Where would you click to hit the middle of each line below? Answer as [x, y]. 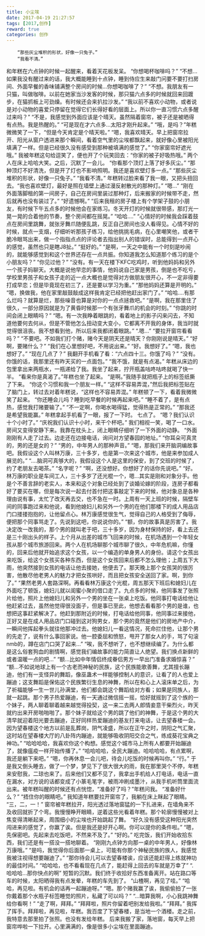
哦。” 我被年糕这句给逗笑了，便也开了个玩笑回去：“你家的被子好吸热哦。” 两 [100, 155]
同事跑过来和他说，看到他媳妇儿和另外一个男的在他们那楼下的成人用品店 [108, 506]
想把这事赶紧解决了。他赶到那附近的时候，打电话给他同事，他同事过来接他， [103, 613]
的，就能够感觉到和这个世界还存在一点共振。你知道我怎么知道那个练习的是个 [103, 255]
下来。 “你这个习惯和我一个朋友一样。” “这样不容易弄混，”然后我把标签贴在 [103, 384]
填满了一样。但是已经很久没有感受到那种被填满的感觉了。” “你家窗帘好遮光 [99, 148]
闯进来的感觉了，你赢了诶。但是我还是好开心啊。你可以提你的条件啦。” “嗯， [102, 827]
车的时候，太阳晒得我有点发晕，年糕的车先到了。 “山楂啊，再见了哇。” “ [95, 881]
